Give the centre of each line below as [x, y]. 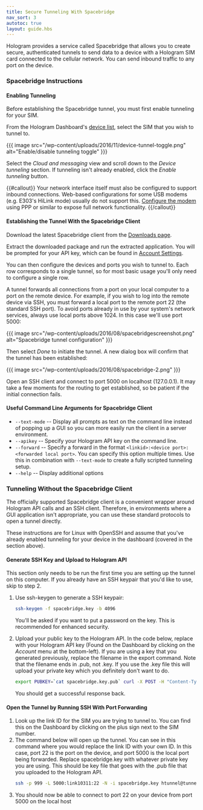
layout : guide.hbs [29, 29]
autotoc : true [24, 23]
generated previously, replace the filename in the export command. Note [105, 658]
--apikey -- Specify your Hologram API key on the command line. [96, 440]
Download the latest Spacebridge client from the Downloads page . [89, 234]
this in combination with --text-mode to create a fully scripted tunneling [104, 460]
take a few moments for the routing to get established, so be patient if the [98, 388]
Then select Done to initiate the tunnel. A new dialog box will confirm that [97, 351]
